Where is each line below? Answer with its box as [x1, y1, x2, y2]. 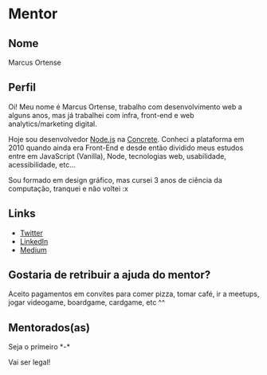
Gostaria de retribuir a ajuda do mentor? [8, 268, 211, 282]
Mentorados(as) [8, 321, 90, 334]
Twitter [19, 228, 44, 238]
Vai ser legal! [8, 357, 51, 367]
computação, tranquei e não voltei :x [8, 184, 129, 193]
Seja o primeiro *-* [8, 342, 70, 352]
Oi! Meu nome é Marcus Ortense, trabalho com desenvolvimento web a [8, 101, 243, 112]
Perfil [8, 81, 36, 94]
